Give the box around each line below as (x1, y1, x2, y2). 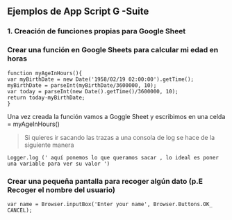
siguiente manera (24, 141, 74, 149)
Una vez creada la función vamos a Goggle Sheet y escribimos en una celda (7, 112, 226, 120)
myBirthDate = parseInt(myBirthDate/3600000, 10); (7, 81, 157, 89)
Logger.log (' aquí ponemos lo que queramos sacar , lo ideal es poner (7, 154, 219, 161)
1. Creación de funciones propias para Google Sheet (7, 26, 186, 36)
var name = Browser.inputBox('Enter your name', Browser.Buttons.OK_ (7, 201, 213, 207)
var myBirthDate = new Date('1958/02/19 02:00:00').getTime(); (7, 76, 194, 83)
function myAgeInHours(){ (7, 70, 82, 77)
